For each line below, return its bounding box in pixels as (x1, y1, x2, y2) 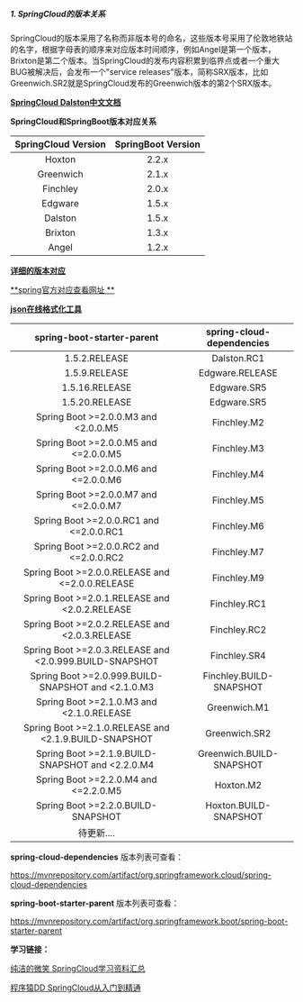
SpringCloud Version (14, 138, 106, 150)
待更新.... (77, 826, 115, 839)
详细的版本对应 (10, 265, 66, 276)
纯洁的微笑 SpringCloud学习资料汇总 (10, 962, 147, 973)
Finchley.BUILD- (202, 670, 273, 682)
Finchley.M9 (211, 571, 264, 584)
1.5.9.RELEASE (64, 366, 129, 378)
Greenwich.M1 (207, 701, 270, 714)
